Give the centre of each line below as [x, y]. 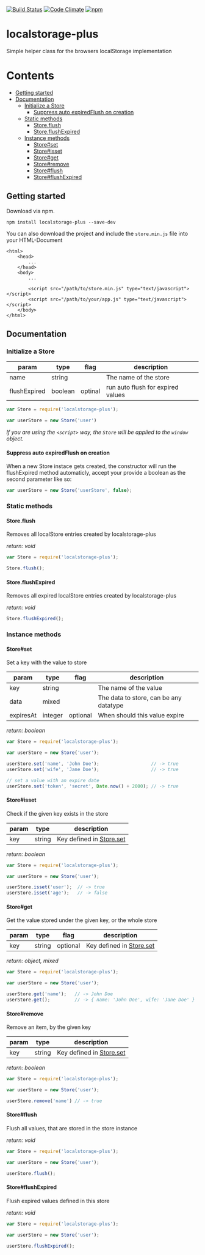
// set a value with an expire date [53, 780]
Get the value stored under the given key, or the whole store [82, 920]
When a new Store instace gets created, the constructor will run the [91, 466]
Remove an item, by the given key [49, 1027]
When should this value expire [141, 715]
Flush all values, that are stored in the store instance [72, 1128]
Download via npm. [31, 211]
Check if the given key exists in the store [57, 813]
